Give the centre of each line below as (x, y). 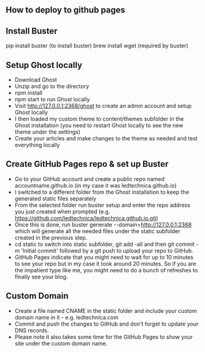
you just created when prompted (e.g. (62, 212)
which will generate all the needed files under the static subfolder (97, 231)
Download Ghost (36, 80)
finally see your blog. (41, 277)
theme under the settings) (48, 132)
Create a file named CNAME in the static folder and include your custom (106, 311)
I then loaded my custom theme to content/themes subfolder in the (99, 119)
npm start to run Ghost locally (52, 99)
